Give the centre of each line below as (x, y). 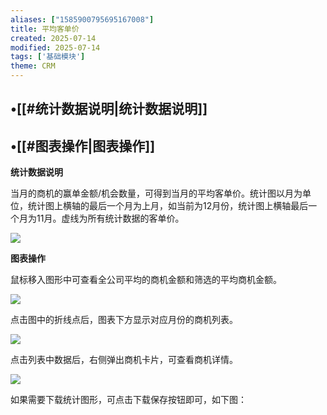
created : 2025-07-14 (53, 38)
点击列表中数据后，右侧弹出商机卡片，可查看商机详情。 (124, 360)
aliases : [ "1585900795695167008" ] (82, 19)
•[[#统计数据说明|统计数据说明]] (109, 109)
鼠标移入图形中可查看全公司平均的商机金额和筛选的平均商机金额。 (146, 280)
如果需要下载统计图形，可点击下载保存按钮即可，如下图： (128, 400)
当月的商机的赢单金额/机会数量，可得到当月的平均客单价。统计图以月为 (156, 193)
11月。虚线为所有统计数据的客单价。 (110, 218)
